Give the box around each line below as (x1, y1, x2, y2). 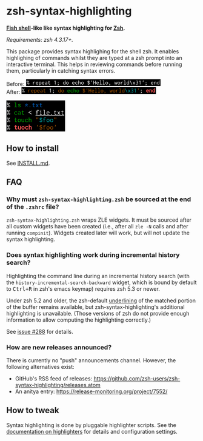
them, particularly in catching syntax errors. (6, 67, 116, 74)
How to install (6, 144, 59, 154)
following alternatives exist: (6, 363, 75, 371)
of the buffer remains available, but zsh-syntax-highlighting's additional (6, 303, 185, 310)
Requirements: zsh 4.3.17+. (6, 36, 74, 43)
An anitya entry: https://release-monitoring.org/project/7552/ (15, 388, 168, 395)
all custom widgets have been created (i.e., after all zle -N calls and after (6, 223, 189, 230)
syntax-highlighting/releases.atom (15, 382, 101, 389)
